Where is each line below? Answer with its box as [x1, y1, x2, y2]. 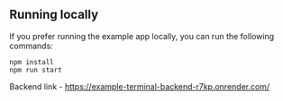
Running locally [9, 7, 99, 22]
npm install [9, 57, 54, 66]
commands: [9, 40, 54, 51]
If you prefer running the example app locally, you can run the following [9, 30, 275, 41]
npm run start [9, 65, 63, 74]
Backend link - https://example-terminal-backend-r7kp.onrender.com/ [9, 80, 270, 92]
